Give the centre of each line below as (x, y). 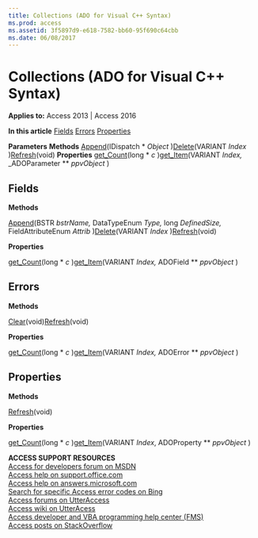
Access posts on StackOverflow (61, 525)
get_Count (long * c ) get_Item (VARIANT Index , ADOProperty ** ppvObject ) (129, 442)
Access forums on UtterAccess (59, 500)
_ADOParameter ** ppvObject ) (59, 163)
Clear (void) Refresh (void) (49, 321)
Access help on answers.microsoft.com (72, 483)
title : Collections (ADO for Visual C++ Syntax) (90, 15)
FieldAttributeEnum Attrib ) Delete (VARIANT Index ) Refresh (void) (112, 231)
